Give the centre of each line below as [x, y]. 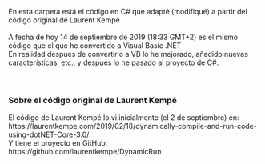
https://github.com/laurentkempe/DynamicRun [85, 152]
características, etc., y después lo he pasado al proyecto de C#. [114, 62]
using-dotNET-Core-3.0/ [49, 134]
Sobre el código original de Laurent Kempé [93, 100]
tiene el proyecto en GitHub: [61, 143]
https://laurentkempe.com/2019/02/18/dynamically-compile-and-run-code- [133, 126]
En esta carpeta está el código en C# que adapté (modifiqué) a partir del [128, 12]
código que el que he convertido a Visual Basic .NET [95, 46]
